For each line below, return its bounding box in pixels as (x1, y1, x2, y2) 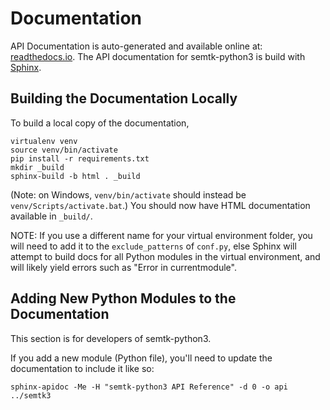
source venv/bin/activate (10, 145, 118, 155)
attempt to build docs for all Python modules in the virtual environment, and (10, 250, 321, 262)
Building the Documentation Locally (10, 90, 238, 107)
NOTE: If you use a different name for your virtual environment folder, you (10, 229, 313, 241)
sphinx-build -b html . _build (10, 171, 141, 181)
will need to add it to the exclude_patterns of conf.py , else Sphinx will (10, 240, 297, 252)
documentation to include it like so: (10, 362, 155, 374)
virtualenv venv (10, 136, 78, 146)
